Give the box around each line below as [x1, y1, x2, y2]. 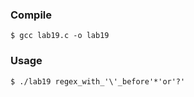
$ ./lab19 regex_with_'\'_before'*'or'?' [10, 76, 186, 87]
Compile [10, 8, 52, 22]
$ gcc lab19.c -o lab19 [10, 31, 110, 41]
